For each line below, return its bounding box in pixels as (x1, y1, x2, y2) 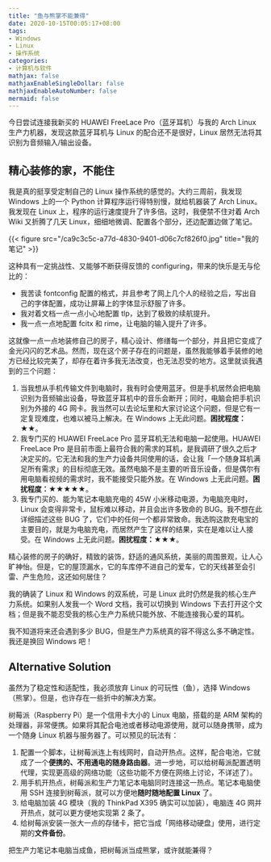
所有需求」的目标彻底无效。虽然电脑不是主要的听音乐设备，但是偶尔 (27, 464, 254, 474)
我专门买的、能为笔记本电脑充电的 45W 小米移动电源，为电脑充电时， (19, 494, 252, 504)
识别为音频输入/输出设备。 (8, 138, 97, 148)
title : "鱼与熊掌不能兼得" (8, 11, 90, 20)
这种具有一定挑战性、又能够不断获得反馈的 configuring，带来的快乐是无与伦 (8, 262, 261, 271)
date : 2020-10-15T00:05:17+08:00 (8, 19, 121, 27)
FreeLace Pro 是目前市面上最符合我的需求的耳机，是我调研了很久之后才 (19, 444, 258, 454)
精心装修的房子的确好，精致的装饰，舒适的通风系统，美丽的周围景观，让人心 (8, 552, 263, 562)
